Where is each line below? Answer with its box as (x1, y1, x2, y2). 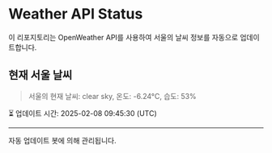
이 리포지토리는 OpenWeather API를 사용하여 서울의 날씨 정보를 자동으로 (8, 32, 239, 42)
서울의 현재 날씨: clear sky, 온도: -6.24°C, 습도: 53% (28, 91, 197, 101)
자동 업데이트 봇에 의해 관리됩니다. (8, 135, 117, 145)
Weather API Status (8, 5, 143, 23)
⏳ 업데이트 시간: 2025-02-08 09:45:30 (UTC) (8, 108, 158, 118)
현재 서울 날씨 (8, 68, 73, 82)
